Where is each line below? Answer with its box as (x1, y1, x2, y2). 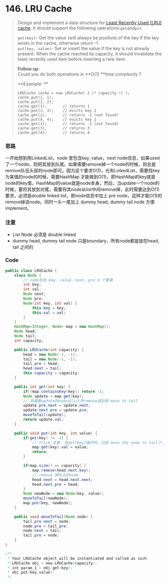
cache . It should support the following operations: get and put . (17, 25, 143, 31)
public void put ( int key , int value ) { (14, 430, 98, 436)
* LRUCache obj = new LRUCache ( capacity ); (7, 560, 98, 565)
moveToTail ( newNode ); (23, 496, 69, 501)
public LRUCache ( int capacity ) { (14, 347, 84, 352)
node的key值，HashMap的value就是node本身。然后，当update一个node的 (5, 180, 159, 186)
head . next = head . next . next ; (32, 477, 93, 482)
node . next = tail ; (23, 528, 62, 533)
